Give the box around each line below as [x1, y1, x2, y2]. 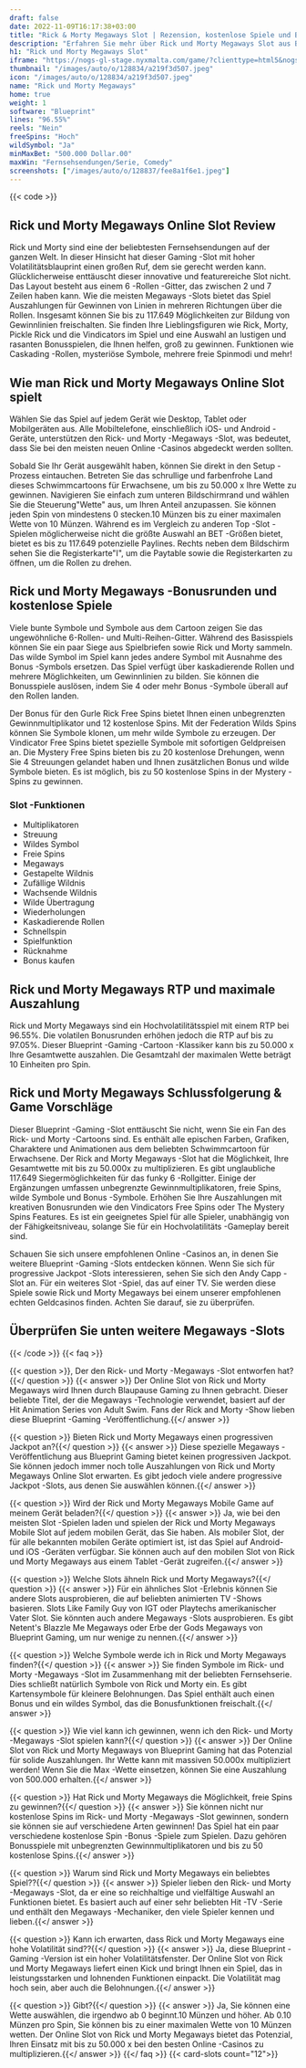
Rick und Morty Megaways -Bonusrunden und [9, 583, 278, 599]
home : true [9, 89, 51, 99]
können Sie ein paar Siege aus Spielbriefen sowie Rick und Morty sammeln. [9, 641, 293, 653]
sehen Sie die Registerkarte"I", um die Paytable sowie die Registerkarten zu [9, 548, 293, 558]
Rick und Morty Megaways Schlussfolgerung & [9, 1086, 282, 1101]
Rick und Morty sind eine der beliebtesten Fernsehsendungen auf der [9, 242, 270, 253]
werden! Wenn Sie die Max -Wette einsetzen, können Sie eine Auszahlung [9, 1764, 287, 1775]
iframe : [9, 56, 39, 65]
